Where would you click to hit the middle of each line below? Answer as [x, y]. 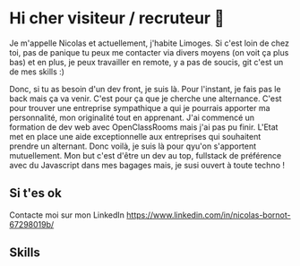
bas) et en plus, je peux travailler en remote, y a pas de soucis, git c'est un [146, 62]
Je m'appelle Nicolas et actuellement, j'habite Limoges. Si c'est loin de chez [149, 43]
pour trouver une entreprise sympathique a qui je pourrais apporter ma [140, 107]
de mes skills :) [37, 72]
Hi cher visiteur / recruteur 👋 [117, 18]
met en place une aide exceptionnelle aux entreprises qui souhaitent [135, 136]
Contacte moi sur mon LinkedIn [67, 215]
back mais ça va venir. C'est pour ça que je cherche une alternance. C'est [146, 99]
